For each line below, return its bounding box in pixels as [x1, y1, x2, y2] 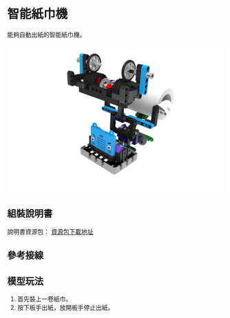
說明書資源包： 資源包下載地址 [7, 227, 94, 235]
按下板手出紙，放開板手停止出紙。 [17, 304, 114, 311]
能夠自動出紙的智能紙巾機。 [7, 30, 86, 39]
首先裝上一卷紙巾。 [17, 295, 72, 303]
